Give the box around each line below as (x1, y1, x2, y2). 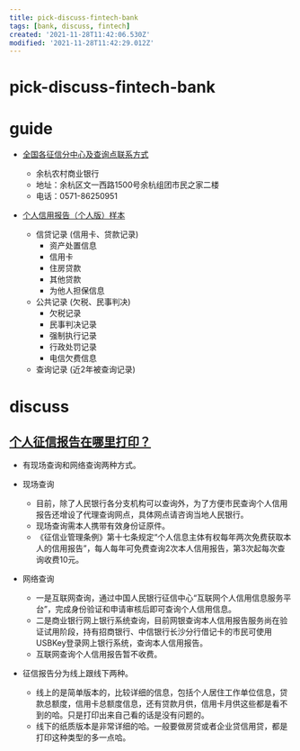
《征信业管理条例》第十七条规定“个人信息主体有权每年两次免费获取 (35, 532, 284, 543)
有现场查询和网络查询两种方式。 (22, 460, 141, 471)
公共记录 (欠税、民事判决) (35, 296, 131, 307)
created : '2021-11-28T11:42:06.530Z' (9, 30, 151, 39)
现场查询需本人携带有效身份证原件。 (35, 520, 171, 531)
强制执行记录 (49, 330, 97, 341)
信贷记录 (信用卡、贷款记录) (35, 229, 139, 240)
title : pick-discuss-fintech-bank (9, 13, 139, 23)
